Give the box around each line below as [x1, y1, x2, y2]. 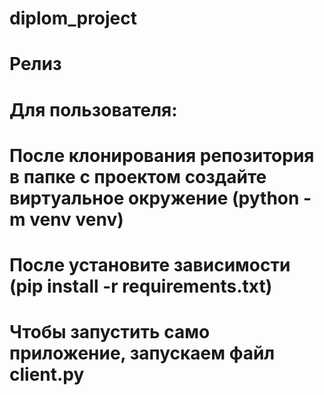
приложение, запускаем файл [9, 342, 276, 365]
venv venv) [29, 208, 124, 231]
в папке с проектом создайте [9, 165, 267, 188]
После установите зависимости [9, 253, 291, 276]
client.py [9, 363, 85, 386]
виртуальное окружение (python [9, 187, 300, 209]
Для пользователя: [9, 98, 178, 121]
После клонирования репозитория [9, 144, 315, 167]
